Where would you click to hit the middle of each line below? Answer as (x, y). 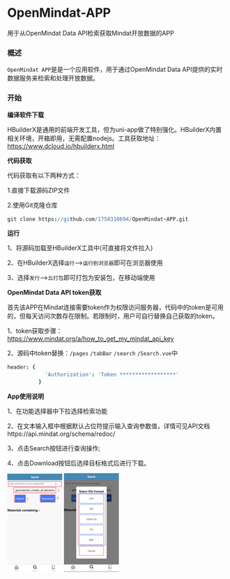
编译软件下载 (25, 115)
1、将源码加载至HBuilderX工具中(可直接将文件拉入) (80, 248)
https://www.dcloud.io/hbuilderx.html (61, 146)
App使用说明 (26, 397)
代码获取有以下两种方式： (44, 175)
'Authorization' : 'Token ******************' (112, 375)
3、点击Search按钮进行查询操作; (54, 448)
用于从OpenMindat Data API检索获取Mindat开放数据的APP (91, 33)
